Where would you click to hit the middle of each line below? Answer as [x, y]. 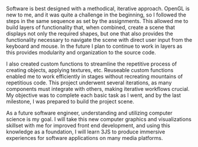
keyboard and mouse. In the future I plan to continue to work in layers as [94, 46]
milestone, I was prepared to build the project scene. [70, 102]
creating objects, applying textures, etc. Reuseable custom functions [90, 70]
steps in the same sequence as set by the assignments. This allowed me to [97, 21]
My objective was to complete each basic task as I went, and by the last [94, 95]
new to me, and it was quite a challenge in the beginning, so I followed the [96, 15]
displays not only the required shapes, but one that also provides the [90, 34]
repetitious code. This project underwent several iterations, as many [89, 83]
